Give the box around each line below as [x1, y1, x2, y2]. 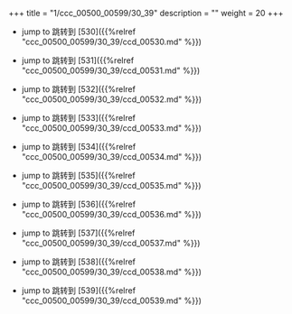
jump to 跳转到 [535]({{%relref [21, 171, 137, 180]
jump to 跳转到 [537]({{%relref [21, 227, 136, 238]
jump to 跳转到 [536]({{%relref [21, 199, 137, 209]
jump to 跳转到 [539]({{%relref [21, 285, 137, 296]
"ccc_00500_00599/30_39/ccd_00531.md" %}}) [21, 65, 201, 76]
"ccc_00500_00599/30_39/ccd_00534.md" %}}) [21, 152, 203, 162]
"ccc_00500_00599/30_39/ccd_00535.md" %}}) [21, 180, 202, 190]
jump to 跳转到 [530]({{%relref [21, 26, 137, 37]
